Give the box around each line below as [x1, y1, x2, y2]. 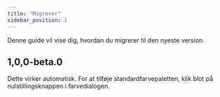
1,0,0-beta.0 [7, 56, 63, 68]
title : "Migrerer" [7, 10, 61, 17]
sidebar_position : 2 [7, 17, 68, 24]
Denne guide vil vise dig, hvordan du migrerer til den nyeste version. [7, 36, 205, 44]
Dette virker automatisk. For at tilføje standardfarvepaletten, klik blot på [7, 75, 214, 83]
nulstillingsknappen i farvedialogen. [7, 82, 110, 91]
